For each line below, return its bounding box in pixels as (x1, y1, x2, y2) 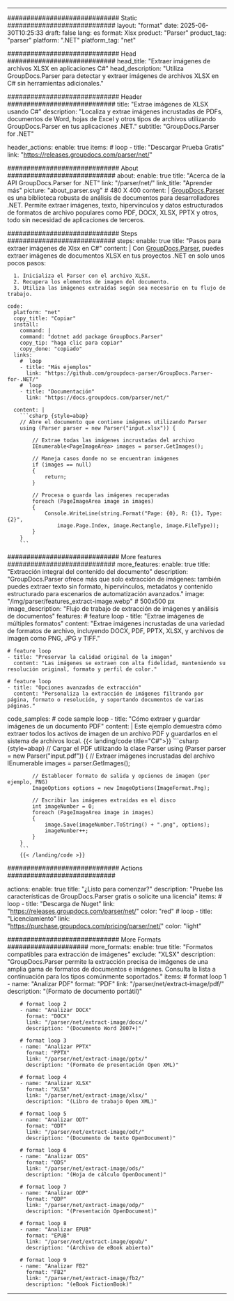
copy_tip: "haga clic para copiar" (19, 339, 123, 346)
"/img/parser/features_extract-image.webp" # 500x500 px (7, 597, 175, 605)
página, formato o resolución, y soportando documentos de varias (7, 696, 204, 703)
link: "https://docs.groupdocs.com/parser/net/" (25, 394, 170, 401)
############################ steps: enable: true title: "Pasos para (7, 237, 221, 244)
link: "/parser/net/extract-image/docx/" (25, 1019, 148, 1026)
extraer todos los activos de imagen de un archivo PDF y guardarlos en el (7, 729, 218, 738)
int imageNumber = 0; (32, 803, 95, 810)
